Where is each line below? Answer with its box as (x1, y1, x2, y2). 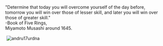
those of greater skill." (5, 15, 51, 20)
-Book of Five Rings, (5, 20, 47, 26)
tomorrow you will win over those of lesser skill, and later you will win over (5, 9, 158, 15)
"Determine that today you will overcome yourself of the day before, (5, 4, 145, 10)
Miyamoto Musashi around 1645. (5, 25, 72, 31)
